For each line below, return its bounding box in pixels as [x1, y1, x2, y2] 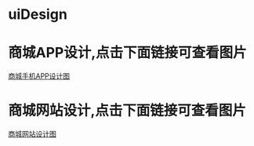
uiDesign [8, 5, 68, 24]
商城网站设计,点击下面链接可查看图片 [8, 102, 247, 119]
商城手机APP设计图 [8, 71, 71, 81]
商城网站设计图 [8, 130, 56, 139]
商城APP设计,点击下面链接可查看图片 [8, 44, 247, 62]
